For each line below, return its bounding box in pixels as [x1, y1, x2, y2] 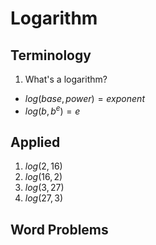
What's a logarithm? [24, 73, 108, 85]
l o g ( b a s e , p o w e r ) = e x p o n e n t [24, 93, 145, 104]
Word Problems [10, 221, 109, 238]
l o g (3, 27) [24, 182, 65, 194]
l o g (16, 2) [24, 171, 63, 183]
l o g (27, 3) [24, 192, 64, 204]
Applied [10, 134, 61, 151]
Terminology [10, 47, 92, 64]
